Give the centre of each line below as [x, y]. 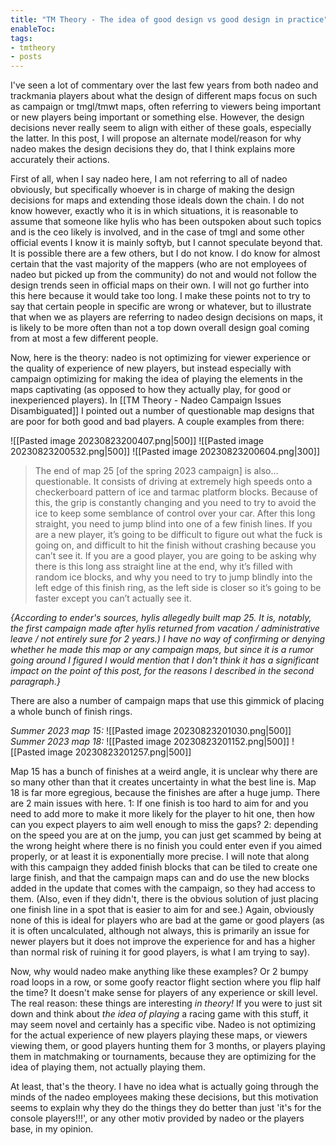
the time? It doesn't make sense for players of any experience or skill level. [164, 993]
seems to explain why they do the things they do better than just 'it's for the [166, 1108]
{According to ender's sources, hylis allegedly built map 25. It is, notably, [161, 618]
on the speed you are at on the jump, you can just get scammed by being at [166, 835]
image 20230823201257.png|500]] [119, 752]
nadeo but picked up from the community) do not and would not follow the [163, 275]
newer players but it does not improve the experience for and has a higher [163, 942]
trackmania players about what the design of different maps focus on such [164, 96]
